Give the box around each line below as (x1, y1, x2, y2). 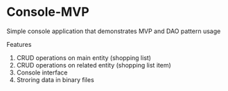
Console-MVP (6, 4, 89, 20)
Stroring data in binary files (16, 75, 94, 83)
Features (6, 40, 32, 48)
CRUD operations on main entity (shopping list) (16, 53, 152, 62)
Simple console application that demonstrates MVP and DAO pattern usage (6, 27, 221, 35)
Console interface (16, 68, 68, 77)
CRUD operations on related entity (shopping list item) (16, 61, 171, 69)
